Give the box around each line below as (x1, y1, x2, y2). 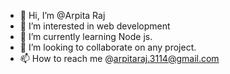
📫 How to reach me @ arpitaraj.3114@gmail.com (19, 53, 220, 64)
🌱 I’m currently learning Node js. (19, 31, 153, 42)
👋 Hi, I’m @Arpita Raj (19, 10, 106, 21)
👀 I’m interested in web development (19, 20, 171, 32)
